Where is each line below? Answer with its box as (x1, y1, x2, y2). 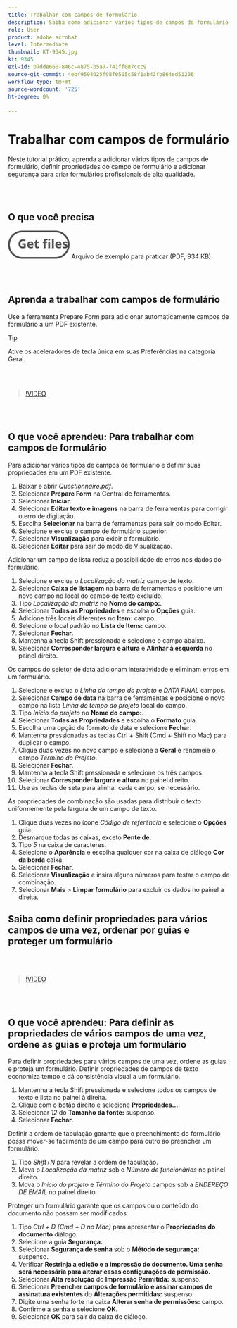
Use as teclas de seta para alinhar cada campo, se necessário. (18, 783, 200, 791)
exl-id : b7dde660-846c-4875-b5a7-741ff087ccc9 (8, 63, 147, 70)
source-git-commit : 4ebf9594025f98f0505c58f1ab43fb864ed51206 (8, 70, 194, 77)
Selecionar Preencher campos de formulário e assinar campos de (18, 1282, 213, 1291)
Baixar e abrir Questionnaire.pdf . (18, 482, 113, 490)
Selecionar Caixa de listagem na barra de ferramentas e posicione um (18, 584, 223, 592)
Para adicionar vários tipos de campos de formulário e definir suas (8, 461, 201, 469)
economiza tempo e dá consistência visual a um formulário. (8, 1072, 181, 1081)
